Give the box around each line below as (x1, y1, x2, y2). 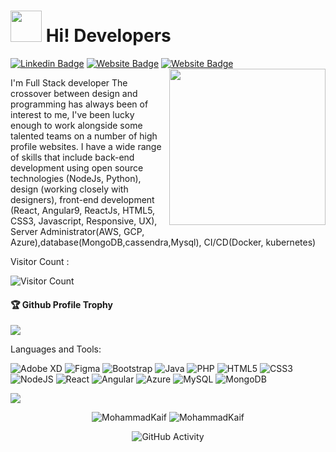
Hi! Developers (45, 25, 172, 47)
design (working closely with (10, 183, 129, 195)
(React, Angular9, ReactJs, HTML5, (10, 204, 156, 216)
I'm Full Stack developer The (10, 76, 128, 89)
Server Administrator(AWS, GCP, (10, 225, 145, 237)
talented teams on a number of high (10, 130, 158, 142)
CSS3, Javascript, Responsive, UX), (10, 215, 158, 227)
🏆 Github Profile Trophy (10, 298, 113, 310)
